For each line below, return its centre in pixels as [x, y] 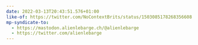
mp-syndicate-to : [28, 22]
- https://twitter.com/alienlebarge [57, 33]
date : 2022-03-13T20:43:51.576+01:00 [53, 11]
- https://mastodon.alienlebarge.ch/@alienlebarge [75, 28]
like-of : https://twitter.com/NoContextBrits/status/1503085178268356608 [99, 17]
